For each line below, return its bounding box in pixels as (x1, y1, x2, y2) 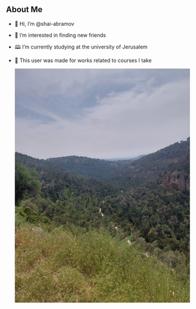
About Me (6, 5, 43, 15)
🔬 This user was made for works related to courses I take (14, 57, 152, 64)
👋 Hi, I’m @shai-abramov (14, 20, 75, 27)
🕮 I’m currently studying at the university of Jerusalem (14, 43, 148, 50)
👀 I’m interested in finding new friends (14, 32, 106, 39)
